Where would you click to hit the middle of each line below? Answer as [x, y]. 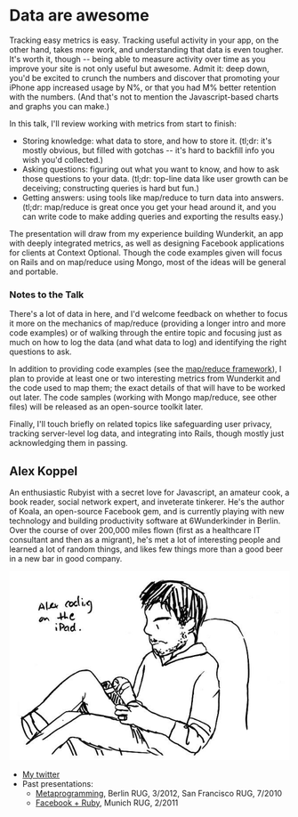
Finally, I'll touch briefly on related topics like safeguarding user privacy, [141, 425]
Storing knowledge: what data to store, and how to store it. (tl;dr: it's [147, 141]
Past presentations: [57, 783]
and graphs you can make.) [59, 106]
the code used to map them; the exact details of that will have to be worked [147, 388]
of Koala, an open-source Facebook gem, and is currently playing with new [147, 512]
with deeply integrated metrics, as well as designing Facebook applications [147, 243]
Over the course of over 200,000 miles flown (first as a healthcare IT [135, 530]
